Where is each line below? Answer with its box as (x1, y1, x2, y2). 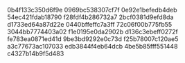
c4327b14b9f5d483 (7, 49, 64, 58)
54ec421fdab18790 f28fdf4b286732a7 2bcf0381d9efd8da (7, 13, 174, 21)
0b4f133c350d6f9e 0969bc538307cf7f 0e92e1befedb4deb (7, 6, 178, 14)
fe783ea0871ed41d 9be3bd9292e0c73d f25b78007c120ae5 (7, 35, 179, 43)
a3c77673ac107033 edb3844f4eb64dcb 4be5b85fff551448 (7, 42, 178, 50)
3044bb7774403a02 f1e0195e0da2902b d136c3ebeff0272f (7, 27, 178, 36)
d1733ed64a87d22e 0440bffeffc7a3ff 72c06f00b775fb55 (7, 21, 173, 28)
